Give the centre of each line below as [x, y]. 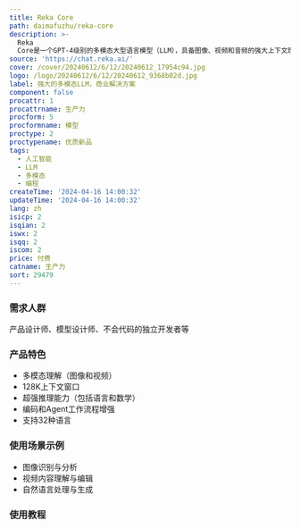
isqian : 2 [28, 225]
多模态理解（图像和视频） [69, 375]
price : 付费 [30, 259]
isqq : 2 [24, 242]
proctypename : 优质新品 [50, 142]
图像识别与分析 [50, 466]
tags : [19, 150]
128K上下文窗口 [51, 387]
